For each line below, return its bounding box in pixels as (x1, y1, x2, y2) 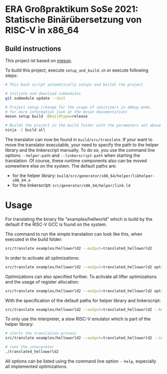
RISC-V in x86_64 (5, 25, 79, 36)
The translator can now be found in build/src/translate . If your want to (5, 137, 153, 142)
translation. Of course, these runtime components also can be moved (5, 158, 147, 164)
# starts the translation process (5, 331, 77, 336)
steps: (5, 73, 18, 78)
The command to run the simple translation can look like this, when (5, 231, 143, 237)
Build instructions (5, 44, 61, 53)
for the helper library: (12, 173, 56, 179)
